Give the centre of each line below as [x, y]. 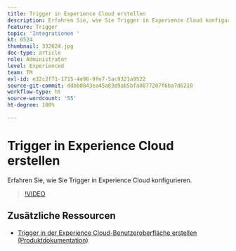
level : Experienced [36, 66]
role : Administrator [38, 60]
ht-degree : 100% [31, 105]
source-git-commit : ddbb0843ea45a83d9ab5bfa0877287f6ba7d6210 [100, 86]
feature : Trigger [33, 27]
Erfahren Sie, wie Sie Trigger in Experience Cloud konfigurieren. [100, 180]
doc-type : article [34, 53]
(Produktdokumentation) [53, 240]
